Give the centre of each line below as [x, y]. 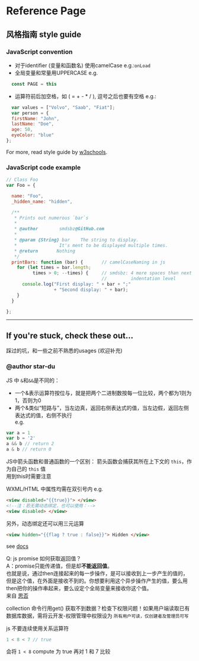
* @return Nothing [45, 251]
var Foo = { [21, 186]
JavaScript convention [39, 52]
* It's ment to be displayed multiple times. [91, 245]
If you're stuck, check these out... [70, 335]
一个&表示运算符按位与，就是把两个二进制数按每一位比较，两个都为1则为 [103, 393]
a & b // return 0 [29, 449]
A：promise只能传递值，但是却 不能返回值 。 [59, 566]
